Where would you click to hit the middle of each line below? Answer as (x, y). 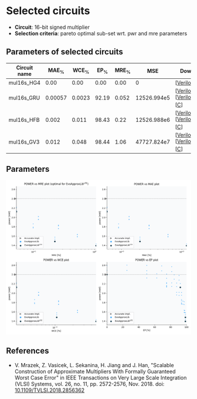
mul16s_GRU (24, 98)
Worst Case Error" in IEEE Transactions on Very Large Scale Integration (101, 377)
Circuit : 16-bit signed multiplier (52, 27)
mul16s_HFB (24, 119)
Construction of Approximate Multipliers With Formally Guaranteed (95, 371)
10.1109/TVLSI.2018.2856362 (50, 390)
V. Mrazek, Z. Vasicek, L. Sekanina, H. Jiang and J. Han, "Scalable (94, 365)
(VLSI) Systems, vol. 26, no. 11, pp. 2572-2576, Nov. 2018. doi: (89, 384)
